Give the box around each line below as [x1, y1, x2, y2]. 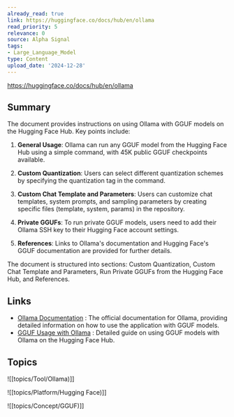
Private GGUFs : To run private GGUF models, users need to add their [17, 218, 217, 227]
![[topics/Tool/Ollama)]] [7, 374, 75, 384]
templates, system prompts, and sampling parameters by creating [17, 197, 207, 206]
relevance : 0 [7, 29, 45, 37]
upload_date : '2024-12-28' [7, 62, 86, 69]
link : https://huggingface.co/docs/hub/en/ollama [7, 17, 155, 24]
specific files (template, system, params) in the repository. [17, 205, 185, 213]
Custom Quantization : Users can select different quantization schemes [17, 169, 224, 178]
